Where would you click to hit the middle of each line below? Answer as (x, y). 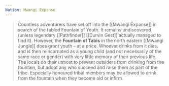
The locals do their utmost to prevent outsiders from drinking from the (91, 62)
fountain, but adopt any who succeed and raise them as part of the (88, 67)
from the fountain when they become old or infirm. (70, 78)
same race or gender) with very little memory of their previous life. (87, 57)
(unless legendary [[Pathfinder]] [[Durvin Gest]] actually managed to (89, 35)
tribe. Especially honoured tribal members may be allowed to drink (87, 73)
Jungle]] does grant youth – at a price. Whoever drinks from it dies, (88, 46)
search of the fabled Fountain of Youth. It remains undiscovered (84, 30)
